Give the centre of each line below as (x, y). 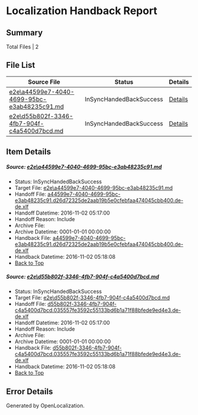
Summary (24, 33)
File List (21, 65)
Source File (44, 82)
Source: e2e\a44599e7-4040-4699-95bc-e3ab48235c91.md (84, 167)
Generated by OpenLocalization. (45, 406)
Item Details (29, 152)
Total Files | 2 (22, 47)
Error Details (29, 391)
